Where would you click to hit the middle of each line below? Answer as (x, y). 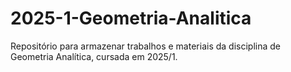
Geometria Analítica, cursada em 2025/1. (94, 56)
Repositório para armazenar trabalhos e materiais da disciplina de (145, 46)
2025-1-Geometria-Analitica (131, 18)
